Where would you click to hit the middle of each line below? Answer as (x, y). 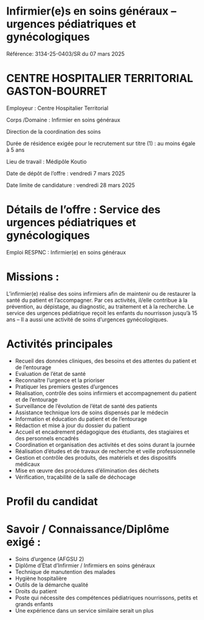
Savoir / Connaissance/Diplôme (88, 529)
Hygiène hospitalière (41, 578)
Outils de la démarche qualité (52, 585)
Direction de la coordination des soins (54, 131)
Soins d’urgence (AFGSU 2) (49, 559)
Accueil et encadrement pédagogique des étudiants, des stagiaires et (102, 432)
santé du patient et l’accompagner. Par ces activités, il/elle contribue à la (97, 300)
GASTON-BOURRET (57, 91)
